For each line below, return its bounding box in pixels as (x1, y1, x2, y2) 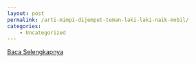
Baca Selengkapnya (7, 48, 64, 56)
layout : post (7, 10, 45, 17)
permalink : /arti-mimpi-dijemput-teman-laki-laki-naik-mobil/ (7, 16, 189, 23)
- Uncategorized (19, 29, 67, 36)
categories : (7, 23, 41, 29)
